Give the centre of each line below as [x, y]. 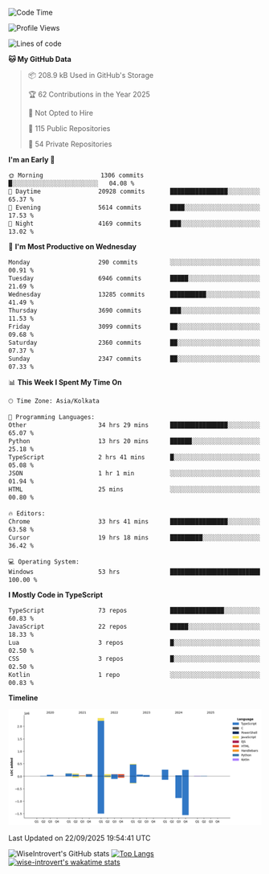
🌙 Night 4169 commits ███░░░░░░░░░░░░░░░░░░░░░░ [134, 224]
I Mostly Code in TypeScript [55, 595]
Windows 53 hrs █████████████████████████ [134, 572]
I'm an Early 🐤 [32, 160]
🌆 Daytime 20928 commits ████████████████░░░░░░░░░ [134, 191]
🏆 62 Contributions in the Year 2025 [89, 94]
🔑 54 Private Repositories [70, 144]
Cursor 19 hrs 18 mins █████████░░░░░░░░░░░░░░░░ [134, 538]
